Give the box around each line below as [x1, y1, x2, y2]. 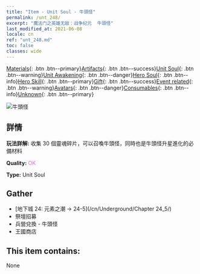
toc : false [6, 43, 34, 49]
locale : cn [6, 31, 34, 38]
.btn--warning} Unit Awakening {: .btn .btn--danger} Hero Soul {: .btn [6, 71, 173, 79]
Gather [6, 188, 33, 198]
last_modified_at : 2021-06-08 [6, 25, 83, 32]
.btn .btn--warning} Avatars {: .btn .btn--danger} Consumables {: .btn [6, 84, 173, 91]
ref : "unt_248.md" [6, 37, 53, 43]
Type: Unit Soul [6, 171, 45, 178]
